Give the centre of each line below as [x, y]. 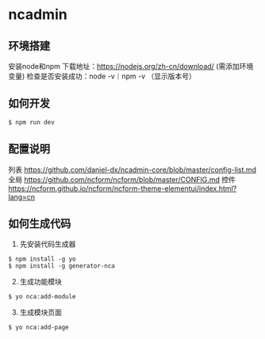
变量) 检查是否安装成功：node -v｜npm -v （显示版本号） [102, 76]
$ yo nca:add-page [38, 328]
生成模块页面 [40, 312]
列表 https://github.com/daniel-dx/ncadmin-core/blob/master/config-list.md [132, 169]
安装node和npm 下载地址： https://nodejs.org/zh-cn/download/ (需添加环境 [131, 66]
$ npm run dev [32, 122]
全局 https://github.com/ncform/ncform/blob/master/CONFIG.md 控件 [122, 179]
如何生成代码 [40, 223]
